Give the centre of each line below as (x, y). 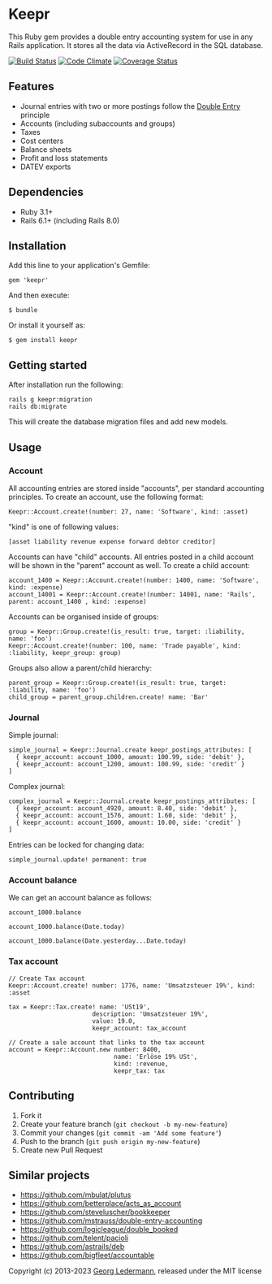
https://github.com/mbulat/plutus (76, 1195)
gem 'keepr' (28, 280)
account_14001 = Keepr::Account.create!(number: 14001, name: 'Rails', (132, 594)
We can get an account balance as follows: (80, 898)
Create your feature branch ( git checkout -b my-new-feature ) (124, 1124)
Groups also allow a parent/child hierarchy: (80, 668)
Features (31, 87)
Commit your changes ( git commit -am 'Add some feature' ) (121, 1132)
